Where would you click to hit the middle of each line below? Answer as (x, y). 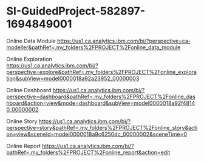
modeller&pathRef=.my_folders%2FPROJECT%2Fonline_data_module (93, 47)
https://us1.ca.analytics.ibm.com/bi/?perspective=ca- (124, 41)
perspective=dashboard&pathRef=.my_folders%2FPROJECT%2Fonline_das (101, 96)
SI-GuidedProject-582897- (76, 11)
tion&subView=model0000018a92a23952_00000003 (73, 78)
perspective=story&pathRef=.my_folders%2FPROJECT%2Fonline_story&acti (102, 127)
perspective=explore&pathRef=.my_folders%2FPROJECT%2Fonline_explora (102, 72)
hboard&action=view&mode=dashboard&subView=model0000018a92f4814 (101, 103)
